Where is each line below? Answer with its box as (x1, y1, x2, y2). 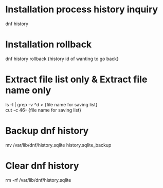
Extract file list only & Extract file (5, 73, 148, 85)
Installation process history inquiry (5, 4, 158, 15)
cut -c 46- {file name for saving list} (5, 107, 81, 113)
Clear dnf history (5, 160, 79, 172)
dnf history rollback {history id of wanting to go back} (5, 55, 119, 62)
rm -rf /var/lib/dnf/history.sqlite (5, 177, 71, 183)
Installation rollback (5, 39, 92, 50)
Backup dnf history (5, 125, 89, 137)
